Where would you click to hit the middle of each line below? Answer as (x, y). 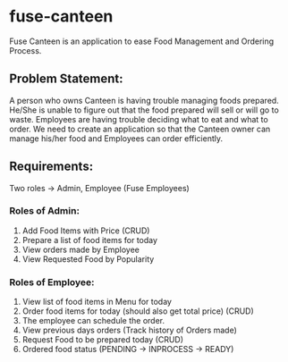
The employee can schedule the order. (93, 321)
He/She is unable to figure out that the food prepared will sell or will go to (144, 110)
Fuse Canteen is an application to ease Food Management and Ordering (142, 41)
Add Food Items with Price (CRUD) (86, 231)
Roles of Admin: (45, 211)
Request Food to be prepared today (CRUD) (103, 340)
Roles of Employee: (52, 282)
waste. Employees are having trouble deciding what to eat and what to (139, 119)
